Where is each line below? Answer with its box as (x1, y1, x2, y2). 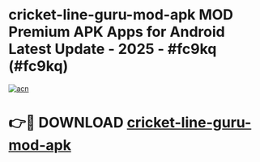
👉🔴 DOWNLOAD (8, 114, 124, 132)
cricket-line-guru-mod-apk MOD (8, 6, 233, 24)
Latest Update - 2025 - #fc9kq (8, 40, 217, 58)
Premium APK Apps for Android (8, 23, 225, 41)
